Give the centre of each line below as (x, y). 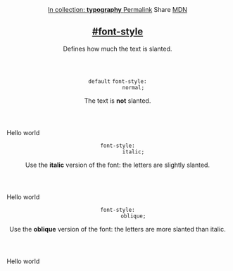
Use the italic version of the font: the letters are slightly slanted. (118, 165)
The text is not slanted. (118, 101)
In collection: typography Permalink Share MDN (118, 10)
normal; (133, 87)
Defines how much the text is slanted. (118, 49)
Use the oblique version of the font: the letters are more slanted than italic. (118, 229)
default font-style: (118, 81)
